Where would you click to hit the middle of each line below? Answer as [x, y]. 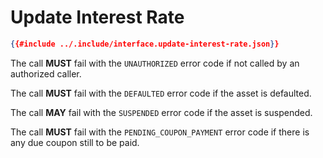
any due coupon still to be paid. [75, 142]
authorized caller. [46, 73]
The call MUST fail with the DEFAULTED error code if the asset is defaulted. [161, 93]
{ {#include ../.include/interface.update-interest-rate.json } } [145, 44]
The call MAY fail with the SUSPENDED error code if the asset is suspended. [161, 112]
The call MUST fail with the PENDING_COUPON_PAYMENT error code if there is [160, 132]
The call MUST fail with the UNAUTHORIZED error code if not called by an [155, 63]
